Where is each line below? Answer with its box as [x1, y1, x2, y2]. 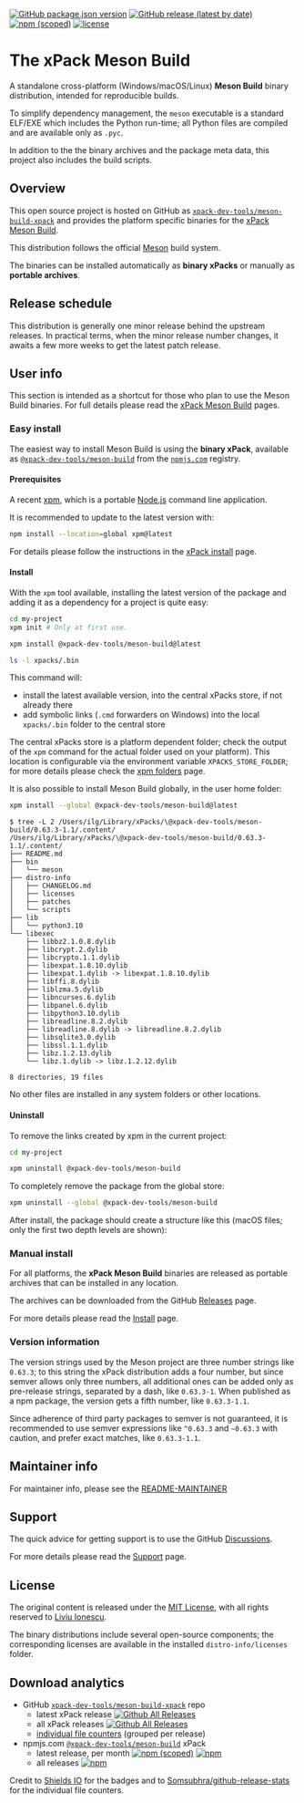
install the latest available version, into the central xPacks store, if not [22, 689, 282, 701]
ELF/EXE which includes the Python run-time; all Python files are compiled [9, 117, 289, 128]
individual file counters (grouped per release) [35, 1728, 207, 1739]
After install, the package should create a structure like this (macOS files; [9, 1215, 283, 1226]
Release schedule [9, 296, 113, 312]
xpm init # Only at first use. [9, 623, 128, 632]
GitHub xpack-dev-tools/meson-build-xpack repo [22, 1699, 206, 1710]
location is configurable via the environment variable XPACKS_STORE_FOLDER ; [9, 756, 289, 767]
